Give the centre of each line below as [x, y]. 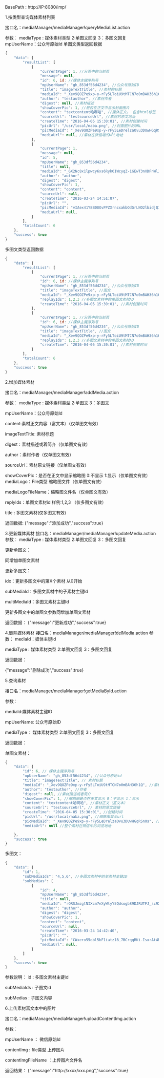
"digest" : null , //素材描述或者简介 [57, 794]
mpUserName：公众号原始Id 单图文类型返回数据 [54, 44]
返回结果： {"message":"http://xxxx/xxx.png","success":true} [67, 1071]
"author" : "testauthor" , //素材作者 [76, 99]
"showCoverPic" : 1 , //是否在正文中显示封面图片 [85, 108]
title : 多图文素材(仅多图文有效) [36, 513]
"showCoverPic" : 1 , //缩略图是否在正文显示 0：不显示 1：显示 [81, 798]
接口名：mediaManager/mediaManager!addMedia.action [62, 392]
